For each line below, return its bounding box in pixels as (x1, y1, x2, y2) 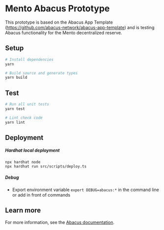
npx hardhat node (5, 160, 41, 164)
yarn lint (5, 120, 26, 125)
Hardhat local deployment (5, 147, 60, 153)
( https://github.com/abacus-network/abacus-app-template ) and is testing (5, 24, 155, 30)
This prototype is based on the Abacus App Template (5, 19, 113, 25)
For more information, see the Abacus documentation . (5, 219, 114, 225)
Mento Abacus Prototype (5, 3, 110, 14)
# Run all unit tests (5, 102, 50, 107)
